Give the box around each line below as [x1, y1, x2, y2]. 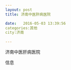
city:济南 [5, 30, 24, 35]
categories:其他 [5, 25, 37, 30]
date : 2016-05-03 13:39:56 [5, 21, 66, 26]
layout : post [5, 7, 32, 12]
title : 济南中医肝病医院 [5, 12, 51, 17]
